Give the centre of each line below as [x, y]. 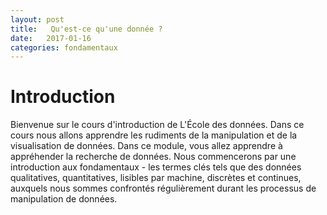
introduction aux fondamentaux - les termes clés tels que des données [156, 167]
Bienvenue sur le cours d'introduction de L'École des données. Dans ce [157, 125]
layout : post [37, 19]
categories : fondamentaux [64, 47]
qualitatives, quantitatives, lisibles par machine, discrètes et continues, [156, 178]
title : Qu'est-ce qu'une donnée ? [86, 29]
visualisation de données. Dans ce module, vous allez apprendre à [146, 146]
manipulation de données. [64, 199]
